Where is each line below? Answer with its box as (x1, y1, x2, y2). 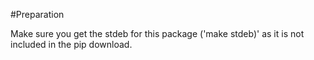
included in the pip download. (10, 39, 133, 50)
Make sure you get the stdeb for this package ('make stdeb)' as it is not (10, 28, 305, 39)
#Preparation (10, 9, 65, 20)
